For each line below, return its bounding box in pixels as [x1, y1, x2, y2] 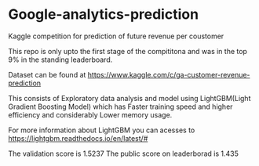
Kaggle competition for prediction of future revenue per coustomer [8, 31, 224, 41]
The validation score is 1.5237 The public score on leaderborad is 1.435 [8, 149, 239, 158]
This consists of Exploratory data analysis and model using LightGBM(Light [8, 93, 251, 103]
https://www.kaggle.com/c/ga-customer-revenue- [87, 70, 250, 79]
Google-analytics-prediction [8, 5, 199, 23]
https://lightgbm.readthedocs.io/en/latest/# [8, 133, 148, 143]
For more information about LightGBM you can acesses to [8, 125, 195, 135]
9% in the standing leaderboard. [8, 55, 113, 64]
